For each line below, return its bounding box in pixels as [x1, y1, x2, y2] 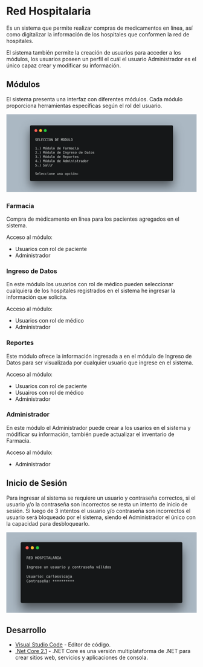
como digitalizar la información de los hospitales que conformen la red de [6, 30, 190, 38]
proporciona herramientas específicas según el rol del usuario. [6, 102, 163, 109]
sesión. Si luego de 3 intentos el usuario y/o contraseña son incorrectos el [6, 507, 191, 514]
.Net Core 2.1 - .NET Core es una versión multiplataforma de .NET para [14, 648, 191, 655]
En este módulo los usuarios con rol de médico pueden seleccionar [6, 281, 174, 288]
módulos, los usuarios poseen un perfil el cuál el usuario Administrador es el [6, 55, 196, 62]
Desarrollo [6, 625, 47, 635]
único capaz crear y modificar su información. [6, 62, 121, 69]
